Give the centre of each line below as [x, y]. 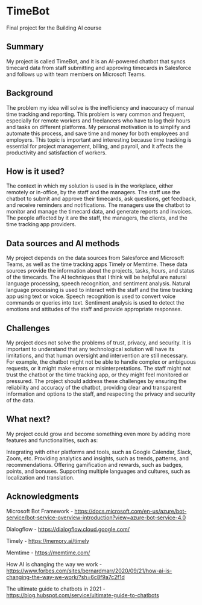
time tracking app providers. [41, 224]
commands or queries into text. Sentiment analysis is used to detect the [95, 303]
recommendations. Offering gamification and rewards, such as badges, [95, 464]
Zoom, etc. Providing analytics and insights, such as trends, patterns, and [97, 458]
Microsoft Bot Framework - [40, 511]
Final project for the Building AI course [54, 28]
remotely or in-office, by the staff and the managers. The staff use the [93, 192]
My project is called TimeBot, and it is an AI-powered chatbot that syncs [96, 61]
